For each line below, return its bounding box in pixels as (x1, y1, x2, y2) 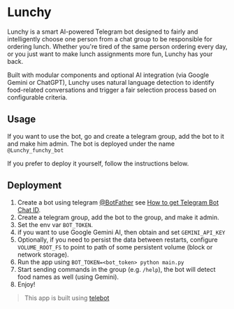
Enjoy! (17, 280, 36, 288)
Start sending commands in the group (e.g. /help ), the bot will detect (17, 265, 216, 273)
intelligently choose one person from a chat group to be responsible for (7, 34, 213, 43)
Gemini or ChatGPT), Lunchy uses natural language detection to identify (7, 78, 214, 86)
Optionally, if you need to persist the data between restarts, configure (17, 235, 218, 244)
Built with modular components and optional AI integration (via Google (7, 71, 210, 79)
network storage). (17, 250, 69, 259)
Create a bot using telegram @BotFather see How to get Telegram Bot (17, 198, 219, 207)
